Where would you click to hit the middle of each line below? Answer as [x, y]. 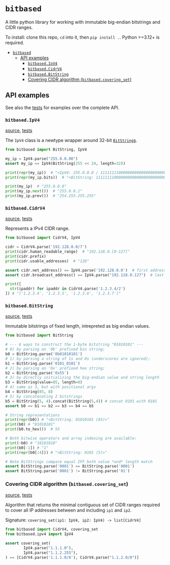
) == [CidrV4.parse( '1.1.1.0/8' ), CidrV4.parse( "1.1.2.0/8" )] [72, 557]
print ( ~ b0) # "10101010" [31, 443]
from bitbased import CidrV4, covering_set [52, 529]
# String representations [32, 415]
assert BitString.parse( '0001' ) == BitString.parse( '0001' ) [70, 466]
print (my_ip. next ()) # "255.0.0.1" [44, 191]
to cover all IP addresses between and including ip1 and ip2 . [69, 510]
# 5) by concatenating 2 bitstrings [44, 396]
